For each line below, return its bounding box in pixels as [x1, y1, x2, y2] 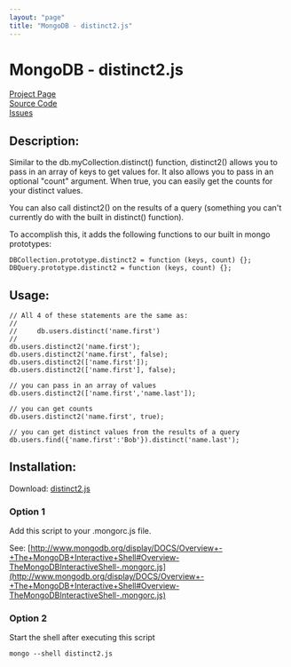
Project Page [9, 89, 56, 99]
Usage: [9, 288, 51, 303]
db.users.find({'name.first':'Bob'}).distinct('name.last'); [9, 436, 240, 445]
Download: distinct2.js [9, 483, 90, 494]
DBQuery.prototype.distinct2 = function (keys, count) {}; [9, 264, 232, 273]
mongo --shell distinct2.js [9, 649, 114, 658]
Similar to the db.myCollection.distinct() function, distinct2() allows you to [9, 157, 278, 168]
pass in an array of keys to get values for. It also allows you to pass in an [9, 166, 274, 178]
